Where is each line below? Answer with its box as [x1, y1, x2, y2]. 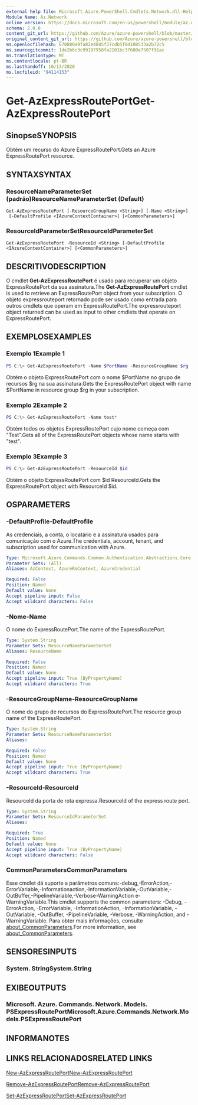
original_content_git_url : [6, 36, 72, 42]
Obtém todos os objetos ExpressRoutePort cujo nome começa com [6, 425, 170, 432]
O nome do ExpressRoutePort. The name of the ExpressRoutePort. [6, 625, 166, 633]
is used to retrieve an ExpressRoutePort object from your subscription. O [6, 290, 183, 297]
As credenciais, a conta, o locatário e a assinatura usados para [6, 531, 159, 538]
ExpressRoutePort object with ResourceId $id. [6, 483, 118, 490]
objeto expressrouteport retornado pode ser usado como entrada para [6, 296, 177, 303]
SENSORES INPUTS [6, 947, 77, 957]
